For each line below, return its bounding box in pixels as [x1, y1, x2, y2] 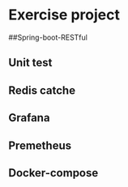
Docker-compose [8, 166, 99, 180]
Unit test [8, 56, 53, 70]
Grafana [8, 111, 50, 125]
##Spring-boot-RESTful [8, 32, 87, 42]
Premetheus [8, 138, 71, 152]
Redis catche [8, 83, 75, 97]
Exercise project [8, 6, 120, 24]
